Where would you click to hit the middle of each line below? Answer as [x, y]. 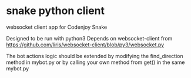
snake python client [55, 11]
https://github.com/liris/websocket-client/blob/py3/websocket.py [85, 45]
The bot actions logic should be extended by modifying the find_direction [95, 56]
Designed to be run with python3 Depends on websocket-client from [89, 38]
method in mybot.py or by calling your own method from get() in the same [95, 62]
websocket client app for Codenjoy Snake [57, 27]
